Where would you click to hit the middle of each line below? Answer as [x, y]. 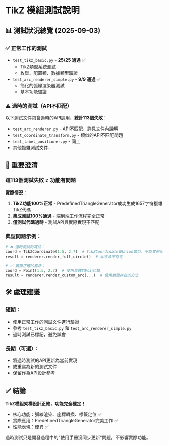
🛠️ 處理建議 [23, 292]
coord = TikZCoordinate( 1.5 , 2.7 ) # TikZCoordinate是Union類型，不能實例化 [84, 252]
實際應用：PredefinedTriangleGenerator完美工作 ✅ [65, 421]
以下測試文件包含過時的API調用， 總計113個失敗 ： [56, 118]
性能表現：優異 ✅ [31, 427]
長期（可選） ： [22, 349]
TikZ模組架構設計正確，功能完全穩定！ [45, 404]
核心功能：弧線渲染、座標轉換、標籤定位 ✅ [57, 414]
